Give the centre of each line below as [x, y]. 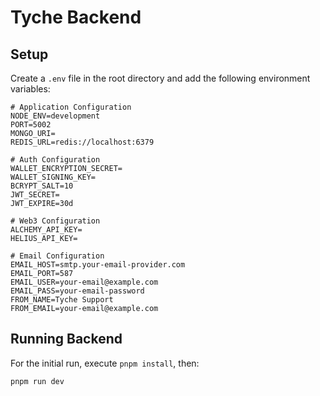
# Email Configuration [57, 256]
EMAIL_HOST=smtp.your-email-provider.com [98, 265]
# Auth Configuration [55, 160]
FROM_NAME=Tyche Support [62, 300]
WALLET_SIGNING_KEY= [53, 177]
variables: [30, 89]
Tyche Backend [76, 17]
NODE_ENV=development [55, 116]
